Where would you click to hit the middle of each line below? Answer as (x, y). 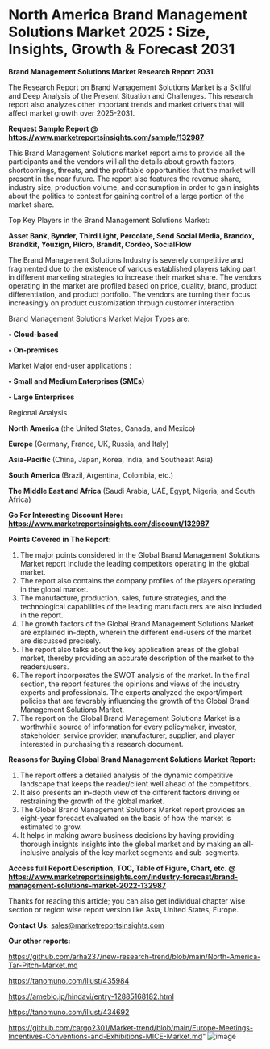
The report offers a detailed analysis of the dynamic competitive (127, 775)
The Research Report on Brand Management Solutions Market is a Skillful (130, 87)
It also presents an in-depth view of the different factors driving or (130, 792)
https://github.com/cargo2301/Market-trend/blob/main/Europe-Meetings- (131, 1027)
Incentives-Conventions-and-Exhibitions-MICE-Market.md (106, 1036)
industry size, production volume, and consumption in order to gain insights (134, 187)
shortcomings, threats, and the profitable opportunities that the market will (132, 170)
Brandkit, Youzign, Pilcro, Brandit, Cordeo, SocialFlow (100, 244)
